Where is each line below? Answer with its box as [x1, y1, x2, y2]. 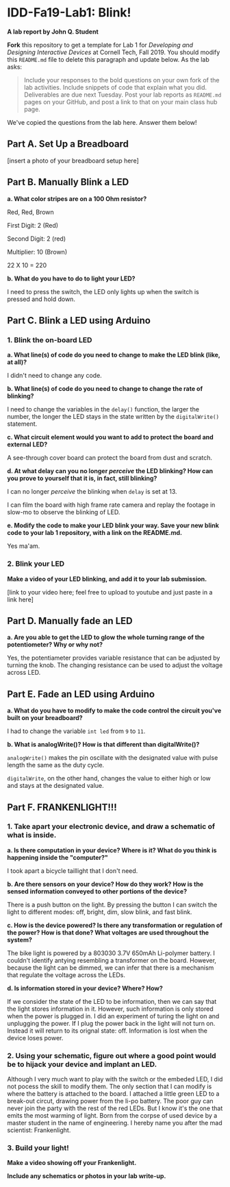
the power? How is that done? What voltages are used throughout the [7, 928, 209, 937]
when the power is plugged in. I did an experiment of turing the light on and [7, 1011, 220, 1020]
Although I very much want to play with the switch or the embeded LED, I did [7, 1075, 223, 1083]
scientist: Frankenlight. [7, 1126, 71, 1134]
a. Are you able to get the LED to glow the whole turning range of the [7, 633, 205, 642]
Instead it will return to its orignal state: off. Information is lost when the [7, 1027, 207, 1035]
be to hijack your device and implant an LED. [7, 1059, 157, 1069]
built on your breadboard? [7, 714, 84, 722]
